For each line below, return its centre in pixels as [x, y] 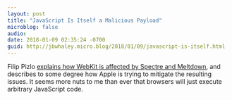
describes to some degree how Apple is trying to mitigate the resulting [110, 74]
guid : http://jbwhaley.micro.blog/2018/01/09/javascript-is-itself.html [116, 46]
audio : [17, 33]
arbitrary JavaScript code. [45, 89]
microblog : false [33, 27]
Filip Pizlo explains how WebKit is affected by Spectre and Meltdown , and [114, 67]
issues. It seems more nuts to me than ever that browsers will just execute [115, 81]
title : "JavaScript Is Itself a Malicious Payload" [85, 20]
